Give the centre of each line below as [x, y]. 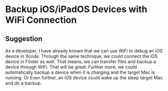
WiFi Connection [41, 20]
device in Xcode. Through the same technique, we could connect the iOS [81, 56]
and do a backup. [24, 83]
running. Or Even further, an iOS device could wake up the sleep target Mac [84, 78]
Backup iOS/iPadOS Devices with [76, 9]
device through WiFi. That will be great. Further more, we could [71, 67]
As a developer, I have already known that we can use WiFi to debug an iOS [84, 51]
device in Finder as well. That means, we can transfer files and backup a [81, 61]
